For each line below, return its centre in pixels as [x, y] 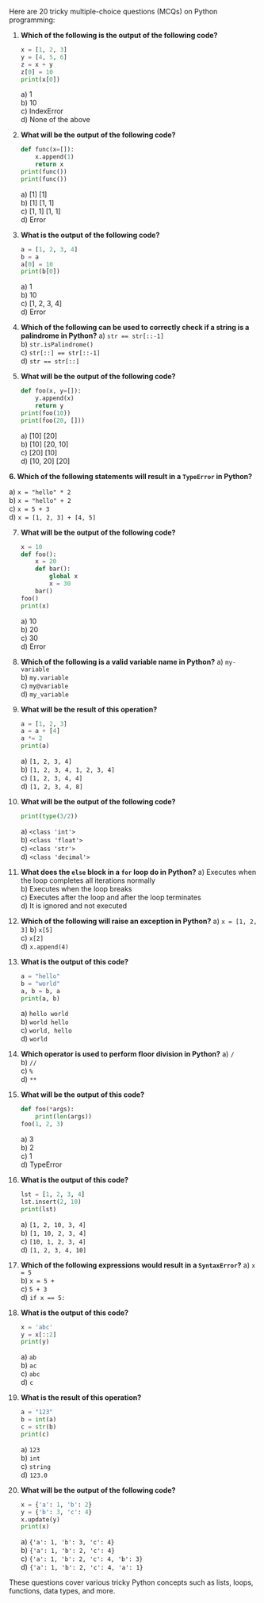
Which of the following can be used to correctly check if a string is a [135, 328]
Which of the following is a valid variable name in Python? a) [122, 662]
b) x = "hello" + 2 [40, 500]
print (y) [35, 1342]
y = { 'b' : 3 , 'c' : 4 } [56, 1512]
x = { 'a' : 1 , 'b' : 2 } [56, 1505]
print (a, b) [40, 999]
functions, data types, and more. [62, 1591]
